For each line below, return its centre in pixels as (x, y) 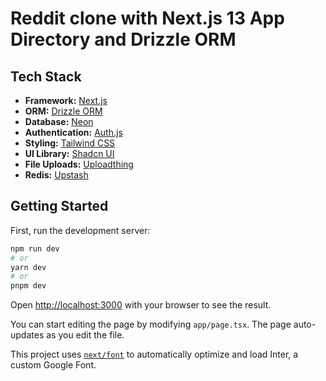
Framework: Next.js (66, 100)
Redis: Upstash (56, 175)
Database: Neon (59, 121)
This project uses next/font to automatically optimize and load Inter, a (154, 354)
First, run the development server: (80, 230)
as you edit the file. (85, 335)
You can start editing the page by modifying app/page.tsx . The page (151, 324)
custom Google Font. (53, 365)
